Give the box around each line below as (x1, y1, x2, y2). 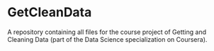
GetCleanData (7, 4, 92, 21)
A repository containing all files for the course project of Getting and (7, 28, 207, 36)
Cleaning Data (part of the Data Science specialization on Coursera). (7, 35, 208, 43)
